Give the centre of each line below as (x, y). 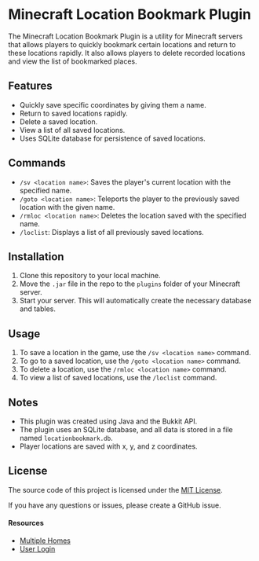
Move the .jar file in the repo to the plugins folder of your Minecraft (130, 284)
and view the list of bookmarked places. (73, 61)
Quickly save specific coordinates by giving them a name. (113, 104)
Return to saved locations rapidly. (73, 113)
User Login (37, 549)
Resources (26, 523)
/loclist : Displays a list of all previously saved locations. (111, 232)
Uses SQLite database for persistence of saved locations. (112, 138)
